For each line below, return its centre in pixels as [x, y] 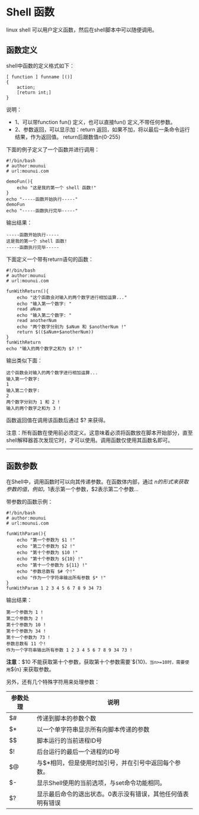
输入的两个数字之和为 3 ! [33, 408]
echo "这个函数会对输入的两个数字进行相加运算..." [72, 297]
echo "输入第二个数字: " [44, 315]
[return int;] [34, 93]
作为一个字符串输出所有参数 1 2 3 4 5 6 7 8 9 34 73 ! [69, 650]
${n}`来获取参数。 [32, 669]
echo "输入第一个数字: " [44, 304]
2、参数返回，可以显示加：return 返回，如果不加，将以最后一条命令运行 [102, 129]
